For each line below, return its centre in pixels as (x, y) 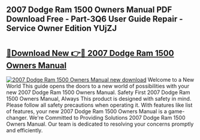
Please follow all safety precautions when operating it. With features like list (99, 105)
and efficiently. (25, 130)
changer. (17, 118)
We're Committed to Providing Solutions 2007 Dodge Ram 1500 (107, 118)
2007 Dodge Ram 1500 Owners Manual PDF (89, 10)
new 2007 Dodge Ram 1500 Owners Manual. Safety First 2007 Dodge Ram (98, 92)
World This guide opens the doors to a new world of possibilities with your (98, 86)
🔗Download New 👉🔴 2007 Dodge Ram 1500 (90, 53)
